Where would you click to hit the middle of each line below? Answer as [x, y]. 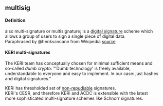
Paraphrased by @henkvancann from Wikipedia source [60, 41]
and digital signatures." [28, 78]
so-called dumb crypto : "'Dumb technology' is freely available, [68, 68]
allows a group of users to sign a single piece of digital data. [65, 36]
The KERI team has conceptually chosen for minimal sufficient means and [79, 63]
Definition [15, 20]
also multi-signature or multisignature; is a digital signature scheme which [79, 31]
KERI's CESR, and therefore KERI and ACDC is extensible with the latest [77, 93]
